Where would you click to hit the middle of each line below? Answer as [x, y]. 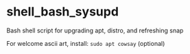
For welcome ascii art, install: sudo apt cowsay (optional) [86, 43]
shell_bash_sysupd [63, 12]
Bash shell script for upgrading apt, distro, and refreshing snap [95, 30]
